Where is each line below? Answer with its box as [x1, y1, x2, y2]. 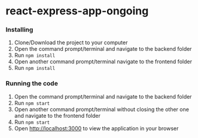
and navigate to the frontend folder [14, 112, 101, 119]
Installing [5, 26, 33, 34]
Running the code [5, 79, 58, 88]
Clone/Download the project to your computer [14, 39, 128, 46]
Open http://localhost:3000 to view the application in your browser [14, 124, 179, 132]
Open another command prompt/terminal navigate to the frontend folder [14, 58, 193, 65]
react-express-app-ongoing [5, 4, 149, 18]
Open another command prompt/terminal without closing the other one [14, 106, 190, 113]
